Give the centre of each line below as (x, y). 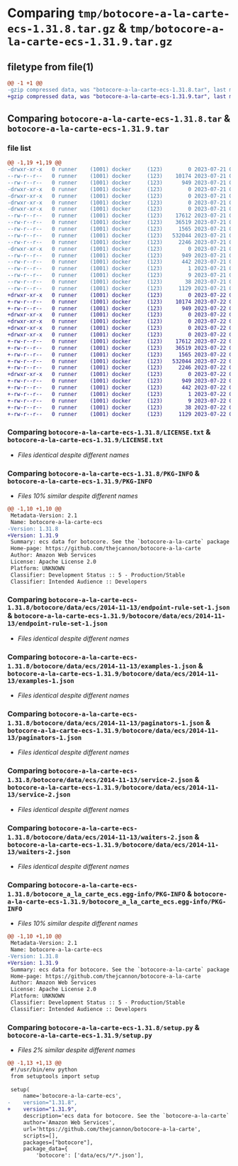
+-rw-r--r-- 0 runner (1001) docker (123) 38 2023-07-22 (117, 407)
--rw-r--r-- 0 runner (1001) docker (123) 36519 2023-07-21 (117, 223)
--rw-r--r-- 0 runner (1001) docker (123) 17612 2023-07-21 (117, 216)
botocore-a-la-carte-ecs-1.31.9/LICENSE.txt (85, 440)
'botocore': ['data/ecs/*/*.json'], (90, 1156)
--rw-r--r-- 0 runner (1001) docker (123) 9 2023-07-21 (117, 275)
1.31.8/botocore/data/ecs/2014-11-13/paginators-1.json (106, 723)
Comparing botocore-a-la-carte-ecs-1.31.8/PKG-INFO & (104, 473)
